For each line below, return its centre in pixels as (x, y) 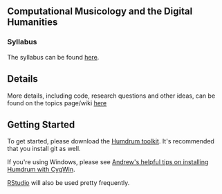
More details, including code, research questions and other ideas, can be (111, 96)
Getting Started (41, 124)
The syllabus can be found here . (53, 57)
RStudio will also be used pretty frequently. (68, 183)
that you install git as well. (44, 149)
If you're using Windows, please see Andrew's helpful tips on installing (108, 162)
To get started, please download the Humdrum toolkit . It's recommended (111, 141)
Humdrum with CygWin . (41, 170)
